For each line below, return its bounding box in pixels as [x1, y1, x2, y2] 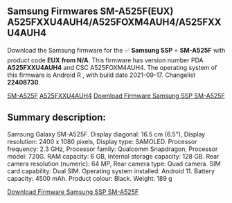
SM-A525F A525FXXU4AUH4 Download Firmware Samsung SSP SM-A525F [7, 91, 225, 100]
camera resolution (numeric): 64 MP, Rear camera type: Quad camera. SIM [7, 159, 221, 168]
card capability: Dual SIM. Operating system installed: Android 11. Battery [7, 166, 215, 175]
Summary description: [7, 112, 106, 123]
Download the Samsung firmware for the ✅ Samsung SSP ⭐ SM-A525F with [7, 46, 226, 54]
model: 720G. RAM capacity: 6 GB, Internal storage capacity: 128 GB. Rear [7, 152, 220, 160]
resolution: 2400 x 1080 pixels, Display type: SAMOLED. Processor [7, 137, 197, 145]
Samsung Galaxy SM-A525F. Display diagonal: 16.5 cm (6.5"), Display [7, 130, 206, 138]
